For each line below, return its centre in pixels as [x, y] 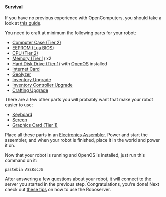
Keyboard [22, 115]
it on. [10, 146]
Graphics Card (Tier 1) [35, 125]
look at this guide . [23, 23]
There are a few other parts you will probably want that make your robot [79, 100]
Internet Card [26, 69]
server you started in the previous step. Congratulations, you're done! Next [82, 184]
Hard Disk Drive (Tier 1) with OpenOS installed [60, 64]
